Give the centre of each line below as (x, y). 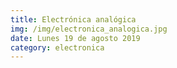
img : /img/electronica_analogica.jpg (89, 29)
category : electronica (57, 47)
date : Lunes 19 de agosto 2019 (75, 38)
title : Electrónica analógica (73, 19)
